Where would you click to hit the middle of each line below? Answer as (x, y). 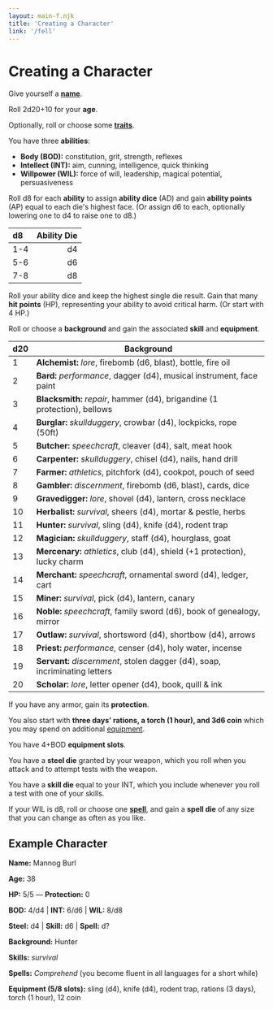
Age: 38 (22, 879)
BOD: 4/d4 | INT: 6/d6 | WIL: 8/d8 (66, 910)
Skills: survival (33, 958)
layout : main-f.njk (41, 16)
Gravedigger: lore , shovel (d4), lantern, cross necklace (141, 499)
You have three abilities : (50, 141)
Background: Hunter (43, 942)
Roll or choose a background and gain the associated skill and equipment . (134, 329)
